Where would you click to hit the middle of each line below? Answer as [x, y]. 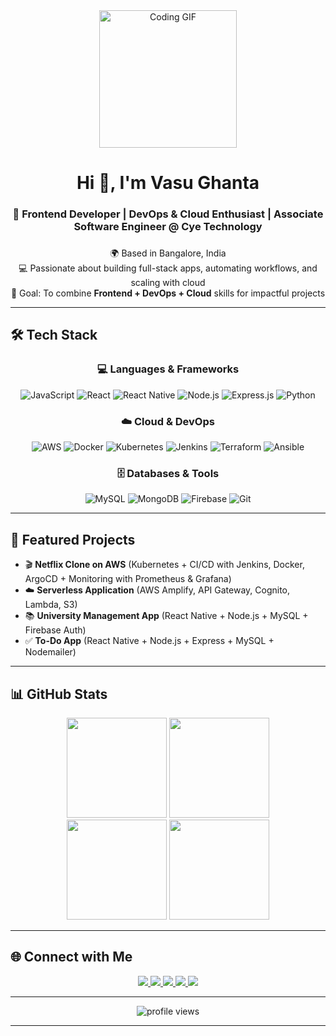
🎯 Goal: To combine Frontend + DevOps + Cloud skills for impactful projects [168, 293]
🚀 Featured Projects [73, 539]
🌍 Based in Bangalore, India [168, 253]
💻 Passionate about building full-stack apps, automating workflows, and [168, 268]
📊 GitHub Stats [59, 694]
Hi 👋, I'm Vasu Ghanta [168, 183]
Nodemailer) [50, 652]
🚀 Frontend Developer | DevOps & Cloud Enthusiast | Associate [168, 214]
